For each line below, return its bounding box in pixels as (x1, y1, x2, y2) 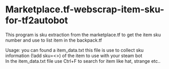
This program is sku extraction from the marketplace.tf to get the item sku (5, 31, 161, 38)
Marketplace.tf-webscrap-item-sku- (5, 4, 165, 15)
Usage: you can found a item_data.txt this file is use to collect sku (5, 47, 144, 53)
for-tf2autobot (5, 14, 68, 26)
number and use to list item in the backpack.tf (5, 37, 102, 43)
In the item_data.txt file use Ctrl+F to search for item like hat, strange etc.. (5, 58, 161, 64)
